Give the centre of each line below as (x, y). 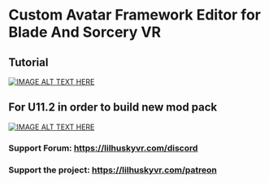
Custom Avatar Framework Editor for (135, 15)
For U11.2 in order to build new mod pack (113, 107)
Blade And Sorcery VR (85, 32)
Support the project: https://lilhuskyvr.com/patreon (113, 170)
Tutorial (28, 62)
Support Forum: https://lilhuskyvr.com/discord (103, 148)
